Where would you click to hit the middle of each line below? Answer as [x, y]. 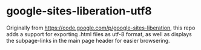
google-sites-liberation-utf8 [79, 11]
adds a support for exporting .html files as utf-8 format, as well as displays [99, 34]
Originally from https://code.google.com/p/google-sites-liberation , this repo [101, 28]
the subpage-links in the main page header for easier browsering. [88, 40]
